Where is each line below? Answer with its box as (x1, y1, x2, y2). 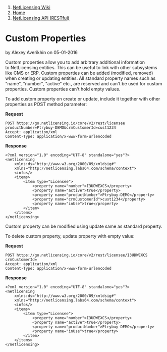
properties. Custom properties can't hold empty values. (5, 86, 121, 92)
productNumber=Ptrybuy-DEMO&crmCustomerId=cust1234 (5, 125, 116, 130)
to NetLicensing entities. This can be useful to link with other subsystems (5, 64, 157, 70)
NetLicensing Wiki (12, 5, 50, 10)
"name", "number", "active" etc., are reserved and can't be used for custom (5, 80, 162, 86)
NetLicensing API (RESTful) (12, 15, 70, 21)
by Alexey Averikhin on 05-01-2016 (5, 49, 78, 55)
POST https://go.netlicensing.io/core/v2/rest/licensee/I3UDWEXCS (5, 253, 148, 258)
